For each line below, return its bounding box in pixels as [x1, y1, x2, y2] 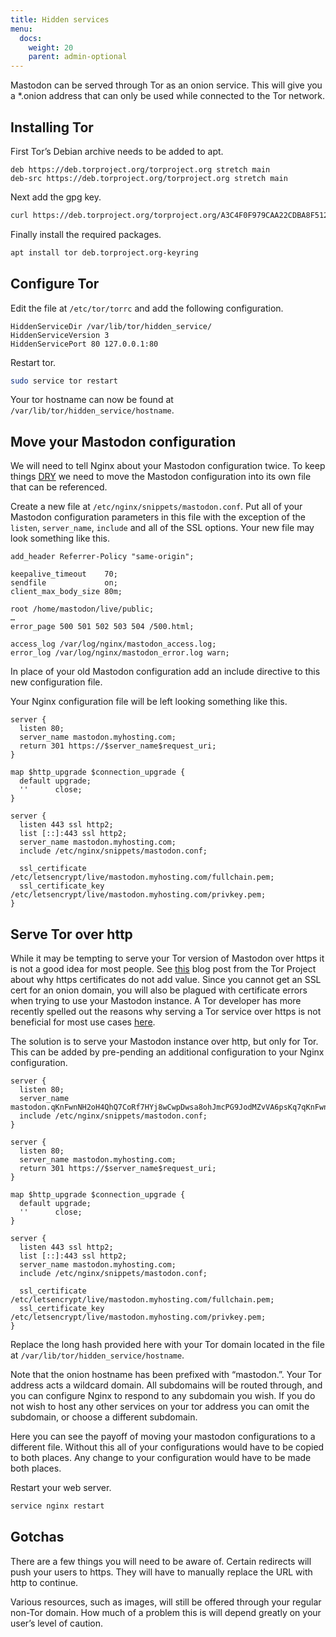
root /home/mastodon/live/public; [10, 604, 155, 615]
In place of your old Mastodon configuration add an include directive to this [10, 666, 321, 678]
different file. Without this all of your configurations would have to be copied [10, 1441, 325, 1453]
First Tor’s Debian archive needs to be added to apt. [10, 145, 224, 157]
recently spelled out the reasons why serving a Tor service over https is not [10, 1006, 322, 1017]
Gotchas [10, 1529, 65, 1546]
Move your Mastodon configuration [10, 433, 237, 450]
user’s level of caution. [10, 1617, 104, 1629]
